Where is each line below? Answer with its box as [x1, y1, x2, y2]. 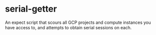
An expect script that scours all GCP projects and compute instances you [5, 19, 151, 25]
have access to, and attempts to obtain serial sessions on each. [5, 24, 132, 30]
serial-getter [5, 3, 57, 15]
